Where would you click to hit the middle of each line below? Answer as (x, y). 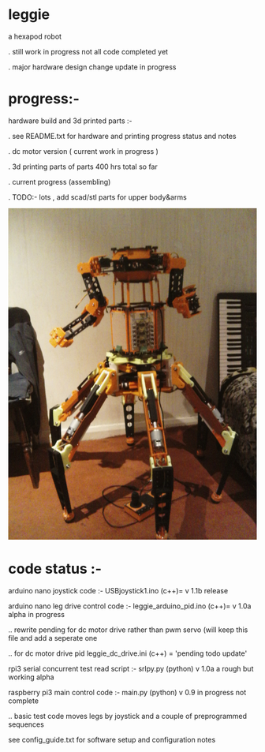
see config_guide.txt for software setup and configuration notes (112, 739)
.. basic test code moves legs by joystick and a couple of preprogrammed (127, 716)
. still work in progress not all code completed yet (88, 51)
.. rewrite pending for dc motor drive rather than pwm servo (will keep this (128, 630)
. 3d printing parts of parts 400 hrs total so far (83, 166)
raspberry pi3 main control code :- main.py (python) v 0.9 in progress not (127, 692)
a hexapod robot (35, 36)
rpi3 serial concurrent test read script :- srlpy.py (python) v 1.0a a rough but (131, 668)
